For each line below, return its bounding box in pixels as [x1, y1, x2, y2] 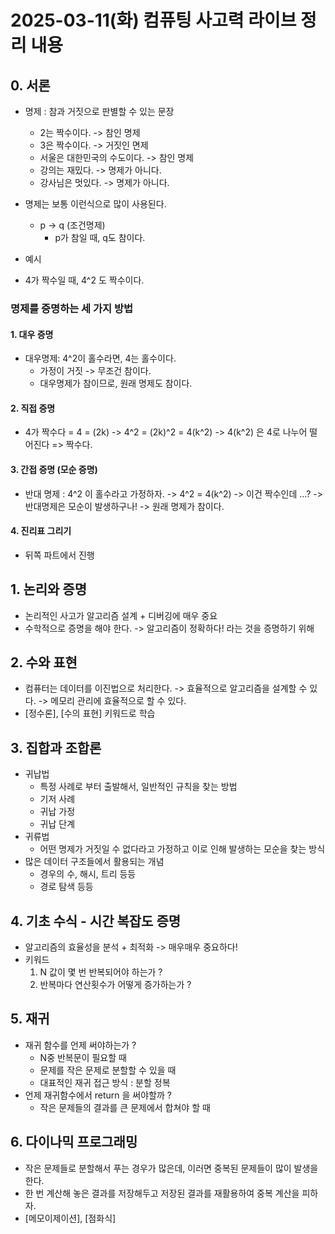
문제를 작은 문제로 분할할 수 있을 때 [39, 1064, 177, 1076]
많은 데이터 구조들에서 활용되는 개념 [24, 856, 165, 868]
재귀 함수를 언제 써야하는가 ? [24, 1039, 137, 1051]
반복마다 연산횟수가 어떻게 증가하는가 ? [39, 978, 192, 990]
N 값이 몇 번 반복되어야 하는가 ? [39, 966, 163, 978]
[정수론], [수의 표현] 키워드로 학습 [24, 707, 156, 720]
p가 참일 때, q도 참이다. [54, 232, 146, 243]
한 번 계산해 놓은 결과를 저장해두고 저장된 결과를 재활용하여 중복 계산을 [24, 1187, 300, 1199]
